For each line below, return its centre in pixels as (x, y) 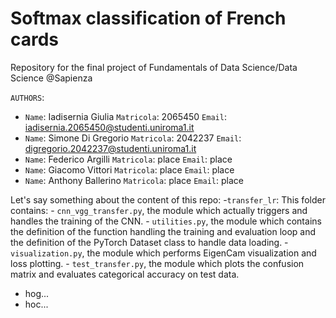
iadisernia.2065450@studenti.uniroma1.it (109, 127)
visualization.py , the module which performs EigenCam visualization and (163, 253)
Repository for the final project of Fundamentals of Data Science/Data (154, 67)
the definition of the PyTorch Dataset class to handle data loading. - (149, 242)
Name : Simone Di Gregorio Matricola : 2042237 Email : (133, 138)
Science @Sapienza (51, 78)
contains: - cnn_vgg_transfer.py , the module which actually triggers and (159, 210)
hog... (37, 293)
